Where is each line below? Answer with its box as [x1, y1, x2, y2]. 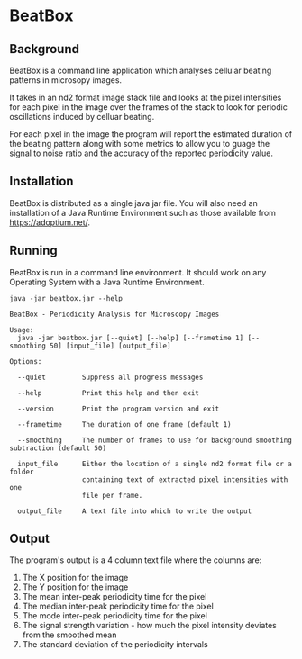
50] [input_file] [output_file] [49, 341, 171, 350]
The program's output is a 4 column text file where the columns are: [9, 555, 262, 565]
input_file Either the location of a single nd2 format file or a [17, 459, 293, 468]
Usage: [9, 325, 34, 334]
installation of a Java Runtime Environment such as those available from [9, 207, 277, 218]
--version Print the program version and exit [17, 404, 220, 413]
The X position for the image [22, 573, 129, 583]
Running [9, 243, 59, 258]
